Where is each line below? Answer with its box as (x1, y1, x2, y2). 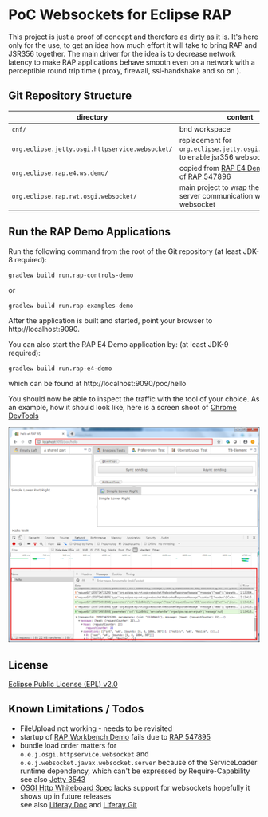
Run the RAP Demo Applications (8, 225, 171, 239)
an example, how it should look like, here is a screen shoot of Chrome (8, 402, 237, 412)
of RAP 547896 (179, 172, 231, 181)
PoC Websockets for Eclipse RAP (8, 6, 231, 24)
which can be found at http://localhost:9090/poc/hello (8, 378, 187, 388)
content (227, 112, 254, 122)
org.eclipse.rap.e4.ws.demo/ (11, 169, 109, 177)
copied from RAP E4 (179, 164, 246, 172)
